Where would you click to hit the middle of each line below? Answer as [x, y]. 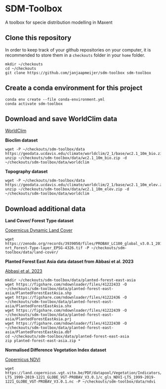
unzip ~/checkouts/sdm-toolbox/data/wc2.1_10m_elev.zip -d [67, 189]
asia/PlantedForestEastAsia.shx [38, 306]
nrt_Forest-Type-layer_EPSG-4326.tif [44, 248]
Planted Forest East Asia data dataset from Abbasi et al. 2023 [69, 262]
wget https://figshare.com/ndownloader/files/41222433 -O [66, 285]
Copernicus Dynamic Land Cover [39, 230]
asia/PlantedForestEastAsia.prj [38, 319]
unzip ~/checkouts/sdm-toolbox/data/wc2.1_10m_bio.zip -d [66, 158]
